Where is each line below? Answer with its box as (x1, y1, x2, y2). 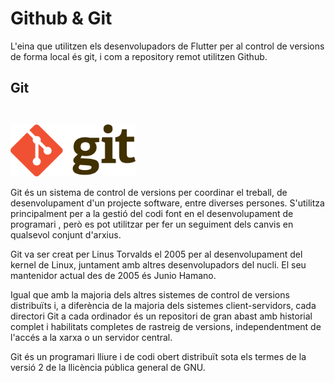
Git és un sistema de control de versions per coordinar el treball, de (10, 187, 288, 199)
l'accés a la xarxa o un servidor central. (10, 332, 173, 344)
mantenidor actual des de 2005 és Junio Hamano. (10, 270, 217, 282)
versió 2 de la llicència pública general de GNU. (10, 362, 206, 374)
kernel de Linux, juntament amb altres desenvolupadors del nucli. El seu (10, 259, 307, 271)
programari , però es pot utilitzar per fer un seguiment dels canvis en (10, 218, 294, 231)
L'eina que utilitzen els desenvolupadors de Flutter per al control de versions (10, 40, 325, 52)
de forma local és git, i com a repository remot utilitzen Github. (10, 50, 268, 62)
